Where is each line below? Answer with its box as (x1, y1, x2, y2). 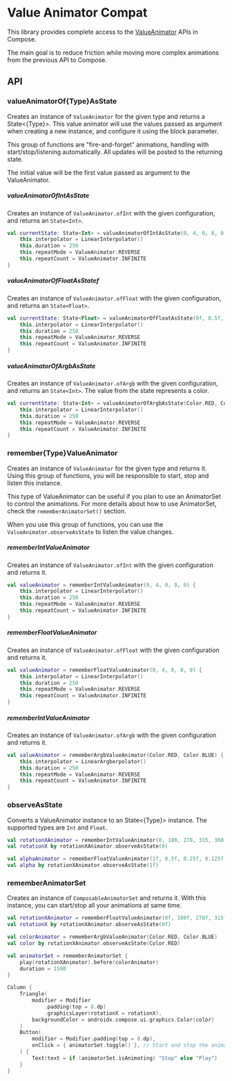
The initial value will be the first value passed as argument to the (7, 168, 191, 177)
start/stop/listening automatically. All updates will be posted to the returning (7, 147, 223, 156)
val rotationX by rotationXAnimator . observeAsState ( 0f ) (7, 921, 171, 928)
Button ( (19, 1029, 41, 1036)
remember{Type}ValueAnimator (7, 448, 118, 458)
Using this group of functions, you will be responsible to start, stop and (7, 471, 209, 479)
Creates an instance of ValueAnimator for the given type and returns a (7, 112, 206, 120)
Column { (7, 984, 32, 991)
